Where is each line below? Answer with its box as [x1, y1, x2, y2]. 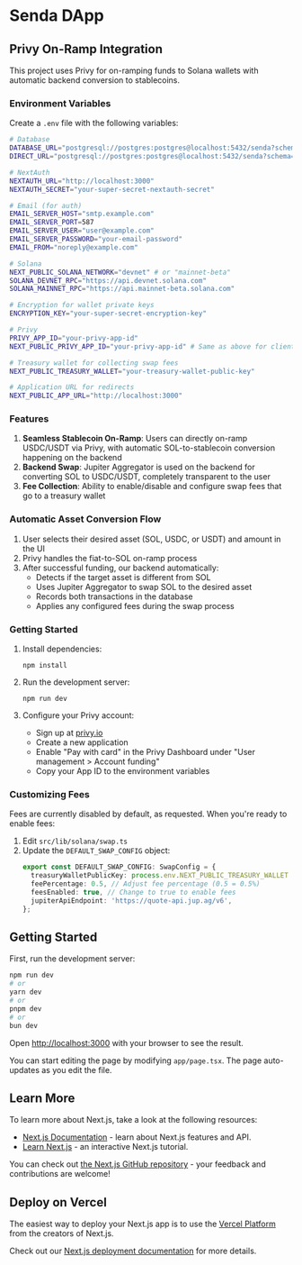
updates [9, 1064, 40, 1075]
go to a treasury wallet [22, 490, 106, 501]
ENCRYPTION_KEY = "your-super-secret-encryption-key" [9, 309, 207, 318]
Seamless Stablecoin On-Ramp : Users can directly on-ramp [22, 433, 248, 444]
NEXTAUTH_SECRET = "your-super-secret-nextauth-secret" [9, 185, 216, 194]
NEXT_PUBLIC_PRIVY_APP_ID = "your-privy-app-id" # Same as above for [9, 341, 268, 351]
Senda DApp [9, 5, 105, 26]
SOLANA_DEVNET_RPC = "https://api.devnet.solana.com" [9, 276, 207, 285]
